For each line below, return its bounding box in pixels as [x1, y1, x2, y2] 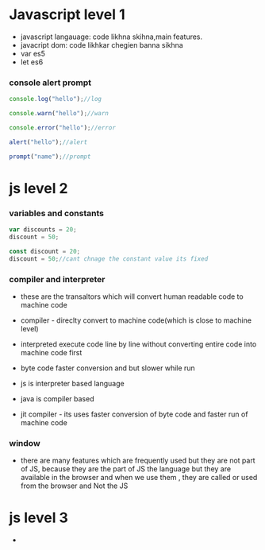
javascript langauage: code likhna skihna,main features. [20, 32, 203, 41]
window [9, 437, 40, 448]
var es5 [20, 48, 46, 58]
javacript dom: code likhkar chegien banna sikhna [20, 40, 183, 49]
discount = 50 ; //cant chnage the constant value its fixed [9, 254, 209, 263]
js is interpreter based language [20, 378, 125, 388]
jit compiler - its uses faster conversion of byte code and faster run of [20, 409, 248, 419]
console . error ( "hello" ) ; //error [9, 123, 116, 132]
